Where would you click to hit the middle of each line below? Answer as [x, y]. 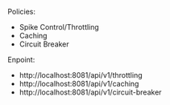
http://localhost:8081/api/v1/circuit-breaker [90, 92]
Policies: [22, 12]
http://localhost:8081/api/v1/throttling [81, 75]
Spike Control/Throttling [59, 27]
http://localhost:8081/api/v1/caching [79, 84]
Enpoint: [21, 60]
